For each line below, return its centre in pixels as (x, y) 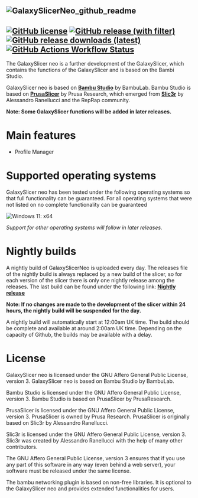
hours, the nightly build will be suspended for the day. (74, 311)
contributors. (22, 447)
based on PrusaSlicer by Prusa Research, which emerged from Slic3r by (95, 94)
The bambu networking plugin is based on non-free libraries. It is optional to (99, 482)
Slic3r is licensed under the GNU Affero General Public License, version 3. (96, 434)
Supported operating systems (81, 176)
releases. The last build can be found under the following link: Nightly (91, 287)
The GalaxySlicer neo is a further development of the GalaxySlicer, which (95, 64)
